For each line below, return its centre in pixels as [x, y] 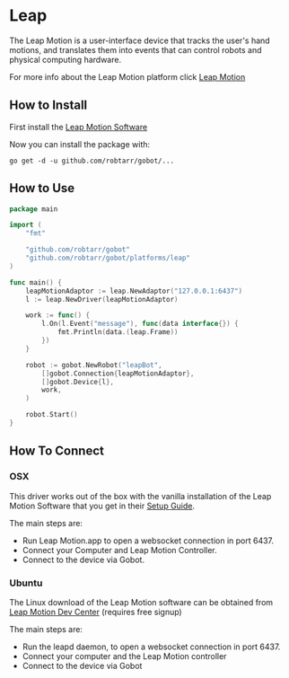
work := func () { [58, 315]
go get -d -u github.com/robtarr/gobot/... [92, 161]
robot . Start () [52, 415]
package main [34, 209]
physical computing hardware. [66, 59]
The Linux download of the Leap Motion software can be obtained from [141, 602]
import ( [26, 225]
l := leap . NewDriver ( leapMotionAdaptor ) [102, 299]
